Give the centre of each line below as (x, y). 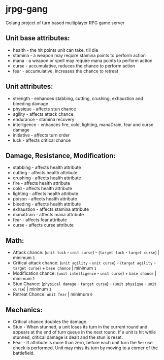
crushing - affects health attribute (47, 178)
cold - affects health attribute (42, 189)
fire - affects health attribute (41, 183)
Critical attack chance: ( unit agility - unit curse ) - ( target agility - (84, 263)
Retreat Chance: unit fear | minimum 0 (53, 295)
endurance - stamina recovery (44, 119)
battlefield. (24, 353)
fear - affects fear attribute (40, 220)
